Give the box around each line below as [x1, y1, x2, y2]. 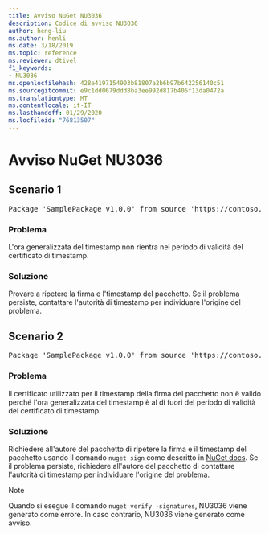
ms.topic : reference [8, 49, 78, 57]
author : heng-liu [8, 27, 67, 35]
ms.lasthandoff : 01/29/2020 [8, 109, 103, 117]
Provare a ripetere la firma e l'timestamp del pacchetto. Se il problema [8, 289, 240, 298]
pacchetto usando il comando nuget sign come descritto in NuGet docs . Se [8, 452, 259, 462]
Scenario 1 [8, 183, 62, 197]
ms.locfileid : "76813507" [8, 117, 95, 125]
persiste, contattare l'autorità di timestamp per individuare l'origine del [8, 298, 241, 307]
